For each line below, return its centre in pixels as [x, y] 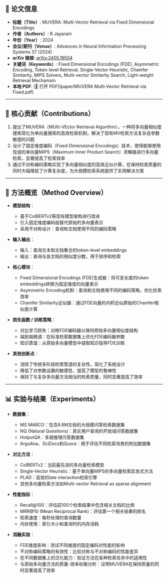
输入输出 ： [23, 239]
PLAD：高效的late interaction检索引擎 [58, 478]
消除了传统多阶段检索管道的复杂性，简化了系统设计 [72, 364]
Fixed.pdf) [23, 92]
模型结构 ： [23, 206]
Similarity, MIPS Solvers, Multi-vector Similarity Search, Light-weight [83, 75]
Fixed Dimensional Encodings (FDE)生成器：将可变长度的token [84, 278]
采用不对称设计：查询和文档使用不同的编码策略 [68, 229]
